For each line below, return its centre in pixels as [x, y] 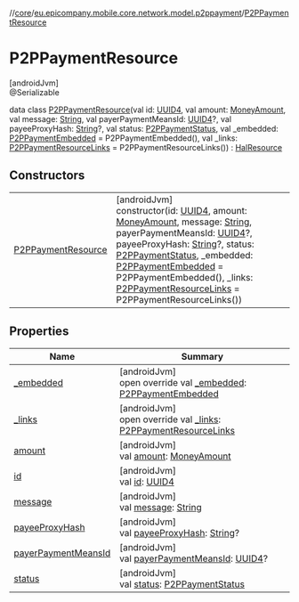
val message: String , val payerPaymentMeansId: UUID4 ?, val [121, 118]
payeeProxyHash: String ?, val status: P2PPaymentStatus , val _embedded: [144, 128]
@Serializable [34, 92]
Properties [39, 332]
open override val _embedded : [183, 382]
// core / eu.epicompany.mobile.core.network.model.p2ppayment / [127, 13]
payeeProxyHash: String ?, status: [185, 244]
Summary [202, 356]
